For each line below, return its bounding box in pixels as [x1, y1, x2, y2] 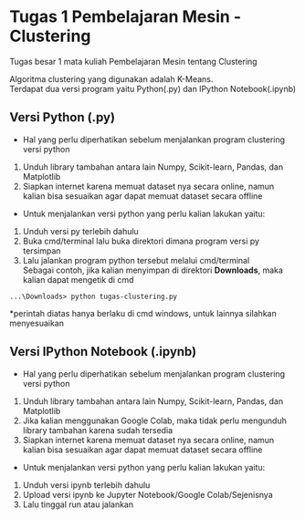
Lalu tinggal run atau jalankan [22, 499, 134, 510]
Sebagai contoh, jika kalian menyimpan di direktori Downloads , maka [22, 265, 283, 275]
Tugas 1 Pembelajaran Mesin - [9, 6, 242, 27]
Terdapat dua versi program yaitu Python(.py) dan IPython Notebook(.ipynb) [9, 83, 297, 94]
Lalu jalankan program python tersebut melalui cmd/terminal [22, 254, 250, 265]
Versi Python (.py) [9, 109, 116, 125]
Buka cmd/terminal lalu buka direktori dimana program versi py [22, 235, 260, 246]
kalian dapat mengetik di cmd [22, 274, 134, 285]
